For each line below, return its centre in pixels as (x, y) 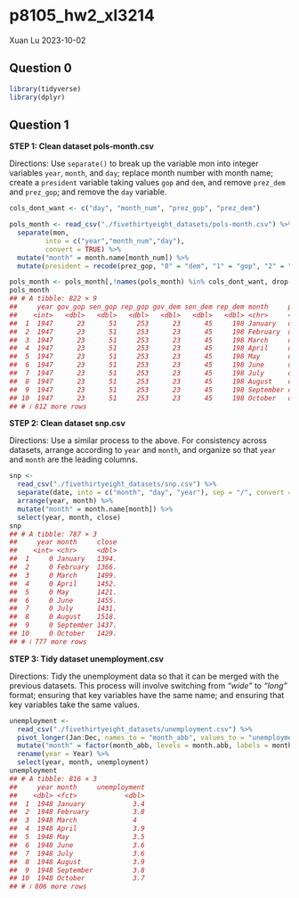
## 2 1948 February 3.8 (77, 812)
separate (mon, (43, 233)
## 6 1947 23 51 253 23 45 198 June (137, 365)
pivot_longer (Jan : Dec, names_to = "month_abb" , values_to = (131, 737)
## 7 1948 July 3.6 (77, 853)
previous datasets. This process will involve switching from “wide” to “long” (148, 685)
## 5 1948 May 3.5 (77, 837)
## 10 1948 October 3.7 (77, 878)
